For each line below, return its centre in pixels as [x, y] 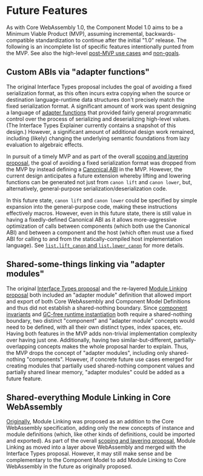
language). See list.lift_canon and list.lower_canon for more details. [95, 245]
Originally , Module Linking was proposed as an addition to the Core [90, 421]
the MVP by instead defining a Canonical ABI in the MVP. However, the [95, 169]
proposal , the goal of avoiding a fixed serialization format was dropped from [101, 163]
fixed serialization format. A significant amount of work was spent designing [101, 106]
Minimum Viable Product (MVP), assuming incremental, [75, 33]
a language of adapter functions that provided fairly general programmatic [99, 112]
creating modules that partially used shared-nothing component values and [101, 365]
